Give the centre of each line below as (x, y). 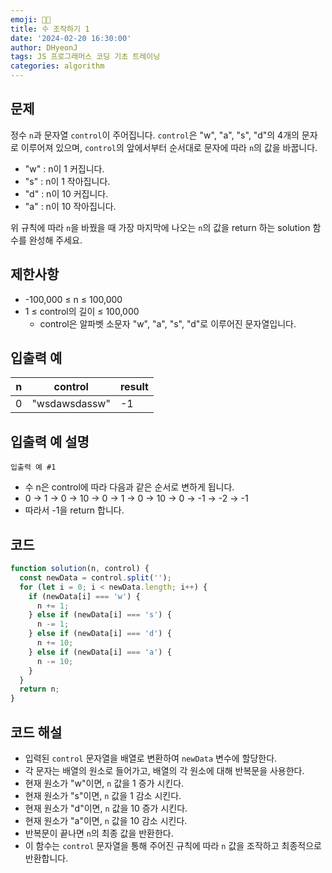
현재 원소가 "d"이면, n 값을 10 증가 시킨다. (106, 808)
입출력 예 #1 (33, 467)
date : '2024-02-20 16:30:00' (71, 38)
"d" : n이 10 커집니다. (66, 193)
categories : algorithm (57, 66)
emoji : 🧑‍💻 (31, 19)
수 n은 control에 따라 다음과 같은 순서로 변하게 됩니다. (129, 487)
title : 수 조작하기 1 (50, 29)
